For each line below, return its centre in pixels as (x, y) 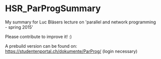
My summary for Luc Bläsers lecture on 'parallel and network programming (80, 22)
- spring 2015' (19, 27)
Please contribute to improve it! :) (39, 37)
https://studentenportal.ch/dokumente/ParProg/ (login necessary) (71, 51)
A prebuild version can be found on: (41, 46)
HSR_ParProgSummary (53, 9)
